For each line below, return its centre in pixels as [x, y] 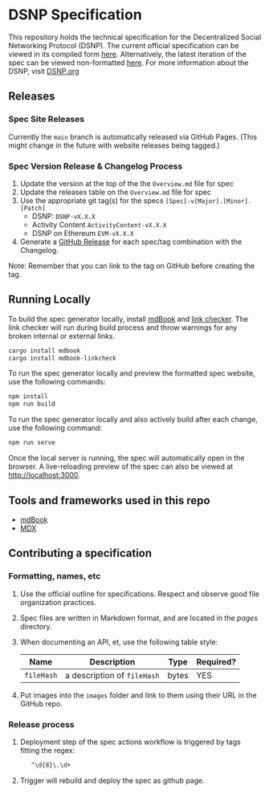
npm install [28, 396]
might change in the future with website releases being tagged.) [114, 145]
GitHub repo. [41, 703]
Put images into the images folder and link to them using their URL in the [138, 695]
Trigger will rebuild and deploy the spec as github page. [112, 780]
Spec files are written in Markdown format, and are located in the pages [139, 618]
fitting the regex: [47, 750]
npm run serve [32, 443]
